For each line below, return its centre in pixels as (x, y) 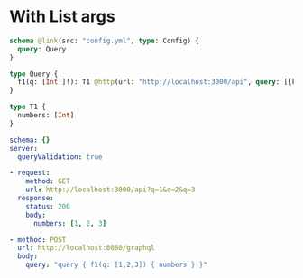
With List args (62, 17)
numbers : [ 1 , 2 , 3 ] (69, 223)
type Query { (34, 74)
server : (24, 148)
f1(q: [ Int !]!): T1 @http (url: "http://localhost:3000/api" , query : (149, 82)
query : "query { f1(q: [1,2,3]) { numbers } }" (116, 265)
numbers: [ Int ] (46, 116)
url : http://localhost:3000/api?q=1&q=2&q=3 (110, 190)
